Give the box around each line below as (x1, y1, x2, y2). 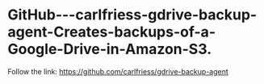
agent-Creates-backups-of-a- (7, 23, 216, 41)
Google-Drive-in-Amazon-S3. (7, 40, 212, 58)
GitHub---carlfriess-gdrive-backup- (7, 6, 258, 24)
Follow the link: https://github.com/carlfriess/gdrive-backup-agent (7, 66, 229, 76)
